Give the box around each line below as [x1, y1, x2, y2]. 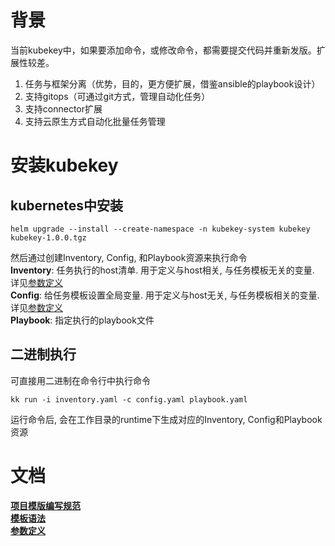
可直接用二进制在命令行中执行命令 [10, 374, 151, 386]
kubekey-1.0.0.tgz [10, 232, 87, 243]
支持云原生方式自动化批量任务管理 [24, 115, 166, 127]
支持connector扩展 [24, 102, 103, 115]
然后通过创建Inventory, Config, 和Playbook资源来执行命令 [10, 251, 248, 263]
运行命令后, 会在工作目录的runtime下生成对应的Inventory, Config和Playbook [10, 413, 323, 425]
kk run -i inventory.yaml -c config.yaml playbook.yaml [10, 394, 248, 405]
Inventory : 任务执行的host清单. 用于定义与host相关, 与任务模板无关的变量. [10, 264, 315, 276]
